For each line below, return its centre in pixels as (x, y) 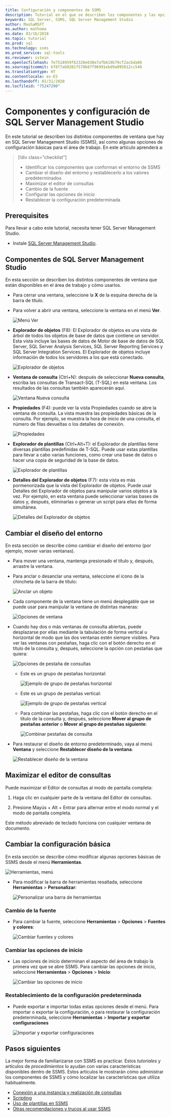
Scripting (22, 1098)
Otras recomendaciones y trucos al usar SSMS (62, 1109)
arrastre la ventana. (33, 566)
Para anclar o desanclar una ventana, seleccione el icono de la (78, 576)
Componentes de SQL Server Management (75, 259)
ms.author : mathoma (26, 29)
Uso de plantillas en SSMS (40, 1103)
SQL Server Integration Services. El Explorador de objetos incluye (81, 352)
